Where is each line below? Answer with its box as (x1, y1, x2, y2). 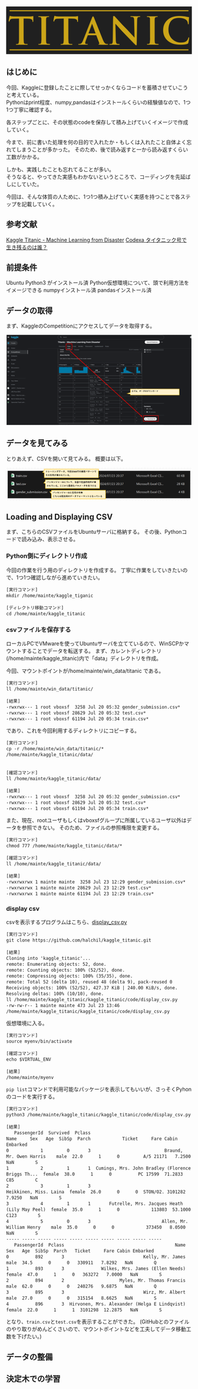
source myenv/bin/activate (6, 1038, 72, 1045)
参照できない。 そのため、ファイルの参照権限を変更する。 (21, 824, 163, 831)
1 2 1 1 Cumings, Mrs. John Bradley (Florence (6, 1165, 192, 1172)
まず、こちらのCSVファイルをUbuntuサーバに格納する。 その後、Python (6, 528, 182, 535)
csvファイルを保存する (6, 625, 71, 633)
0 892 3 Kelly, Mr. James (6, 1254, 186, 1260)
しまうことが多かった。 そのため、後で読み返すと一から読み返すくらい (16, 146, 189, 153)
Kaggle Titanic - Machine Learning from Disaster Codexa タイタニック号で (6, 236, 187, 243)
